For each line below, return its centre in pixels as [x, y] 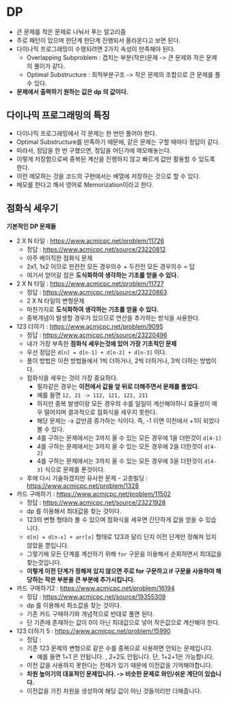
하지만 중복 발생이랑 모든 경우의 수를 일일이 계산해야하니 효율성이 [123, 403]
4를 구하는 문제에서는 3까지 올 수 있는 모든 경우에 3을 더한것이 [120, 460]
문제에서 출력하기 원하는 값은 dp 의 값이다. [72, 91]
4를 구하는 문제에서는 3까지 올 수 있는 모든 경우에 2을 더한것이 [120, 446]
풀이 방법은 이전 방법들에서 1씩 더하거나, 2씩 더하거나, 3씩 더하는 [112, 360]
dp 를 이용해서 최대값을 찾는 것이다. [74, 511]
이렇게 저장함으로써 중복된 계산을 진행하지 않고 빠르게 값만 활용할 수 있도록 [116, 159]
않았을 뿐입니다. [48, 545]
